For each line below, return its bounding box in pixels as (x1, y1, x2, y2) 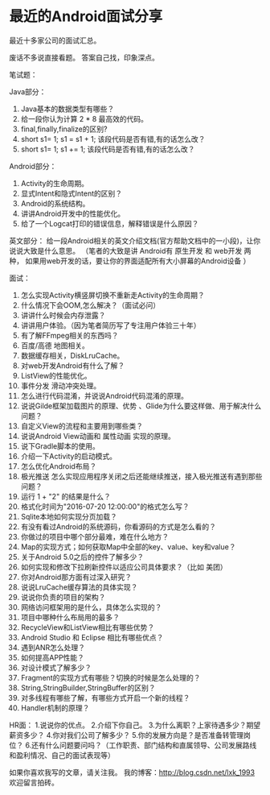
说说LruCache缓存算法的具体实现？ (20, 582, 138, 592)
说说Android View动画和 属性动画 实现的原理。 (20, 431, 175, 441)
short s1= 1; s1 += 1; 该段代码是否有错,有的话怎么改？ (20, 144, 195, 154)
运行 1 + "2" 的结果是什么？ (20, 491, 112, 501)
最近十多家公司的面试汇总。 (9, 35, 101, 45)
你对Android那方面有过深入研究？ (20, 572, 132, 582)
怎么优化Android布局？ (20, 461, 97, 471)
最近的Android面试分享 (9, 7, 163, 26)
